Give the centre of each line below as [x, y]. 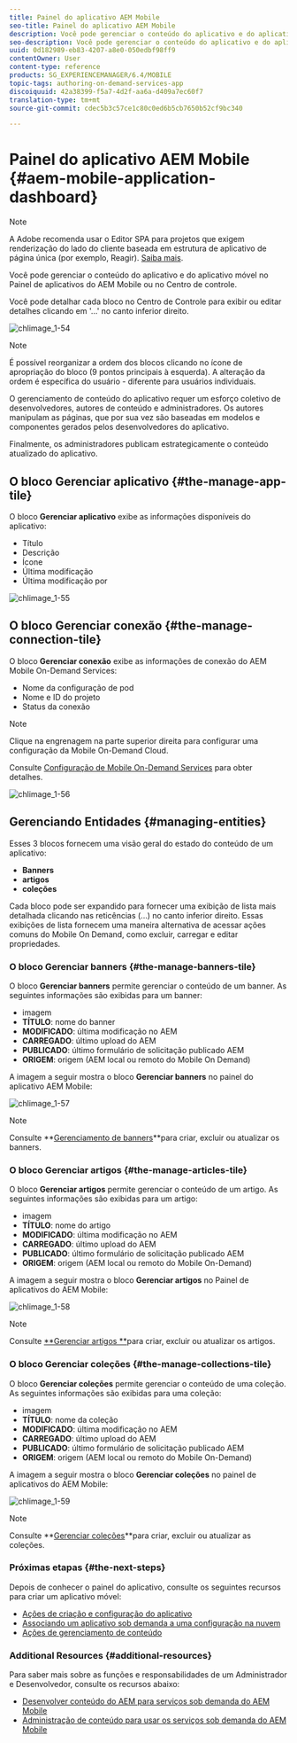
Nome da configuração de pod [78, 687]
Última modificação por [65, 581]
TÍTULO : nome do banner [69, 1021]
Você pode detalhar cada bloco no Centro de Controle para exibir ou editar [145, 301]
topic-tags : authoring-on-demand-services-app [96, 83]
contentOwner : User [45, 59]
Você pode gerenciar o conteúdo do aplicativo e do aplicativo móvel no [139, 275]
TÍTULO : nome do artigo [66, 1225]
